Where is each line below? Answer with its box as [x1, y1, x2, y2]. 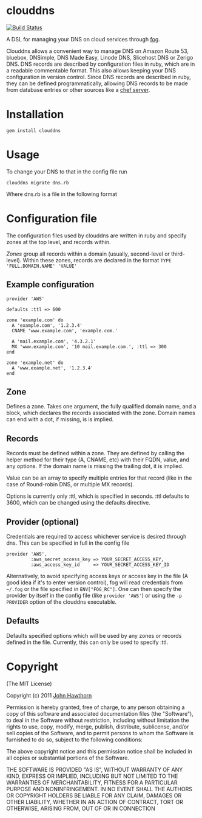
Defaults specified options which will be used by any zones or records [6, 632, 182, 639]
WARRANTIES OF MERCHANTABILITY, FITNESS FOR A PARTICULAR [6, 778, 178, 786]
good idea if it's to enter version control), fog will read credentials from [6, 579, 183, 586]
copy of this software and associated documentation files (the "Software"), [6, 710, 194, 717]
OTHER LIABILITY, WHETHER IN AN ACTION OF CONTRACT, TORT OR [6, 798, 183, 805]
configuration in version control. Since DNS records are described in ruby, [6, 73, 191, 80]
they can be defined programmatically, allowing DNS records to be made [6, 80, 188, 87]
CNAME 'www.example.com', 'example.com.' [12, 327, 118, 334]
